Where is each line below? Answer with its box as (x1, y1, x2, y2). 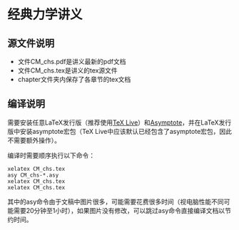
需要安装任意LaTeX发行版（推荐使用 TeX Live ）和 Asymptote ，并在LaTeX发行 (7, 118, 232, 127)
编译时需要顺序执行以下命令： (7, 151, 95, 160)
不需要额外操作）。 (7, 136, 61, 145)
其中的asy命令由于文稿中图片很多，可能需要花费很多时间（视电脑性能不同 (7, 197, 225, 206)
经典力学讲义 (7, 6, 83, 23)
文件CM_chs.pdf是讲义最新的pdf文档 (17, 58, 126, 66)
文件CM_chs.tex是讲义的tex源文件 (17, 66, 118, 75)
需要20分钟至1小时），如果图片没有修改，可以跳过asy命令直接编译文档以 (13, 206, 225, 214)
